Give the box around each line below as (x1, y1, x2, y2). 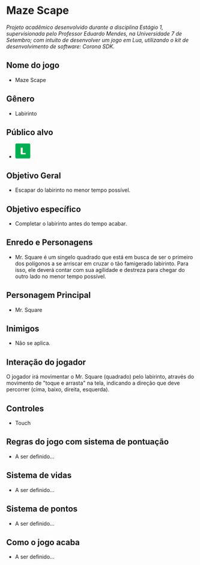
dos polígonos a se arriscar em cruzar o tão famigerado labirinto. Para (14, 260, 189, 267)
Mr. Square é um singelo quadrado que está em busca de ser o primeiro (14, 253, 193, 260)
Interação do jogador (6, 357, 86, 367)
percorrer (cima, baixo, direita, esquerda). (6, 386, 110, 393)
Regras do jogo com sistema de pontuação (6, 437, 169, 447)
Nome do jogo (6, 60, 60, 71)
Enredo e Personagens (6, 238, 93, 248)
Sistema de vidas (6, 470, 72, 481)
